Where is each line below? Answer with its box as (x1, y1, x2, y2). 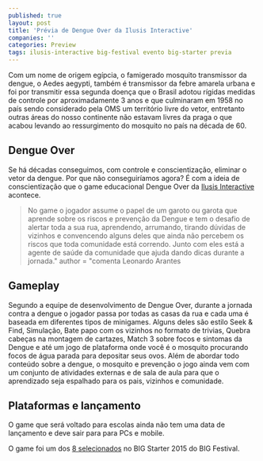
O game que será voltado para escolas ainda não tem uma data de (8, 420, 226, 429)
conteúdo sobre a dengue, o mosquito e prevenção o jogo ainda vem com (8, 359, 250, 369)
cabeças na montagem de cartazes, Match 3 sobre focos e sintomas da (8, 334, 243, 344)
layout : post (8, 19, 51, 27)
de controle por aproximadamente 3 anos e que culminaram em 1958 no (8, 96, 243, 105)
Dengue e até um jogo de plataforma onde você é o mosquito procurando (8, 342, 249, 352)
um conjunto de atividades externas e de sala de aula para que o (8, 367, 219, 377)
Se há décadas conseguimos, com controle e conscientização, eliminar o (8, 164, 247, 175)
